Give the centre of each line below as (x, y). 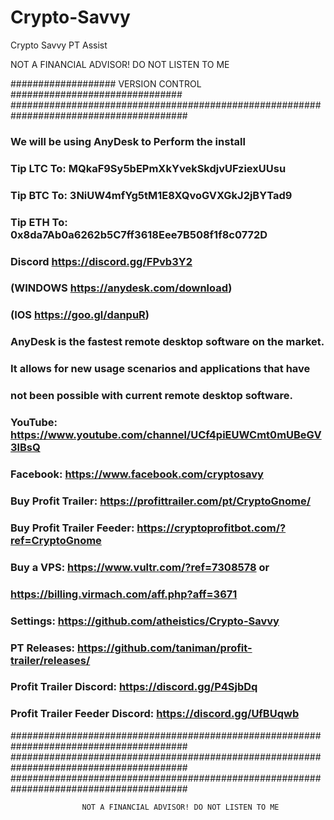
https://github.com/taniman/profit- (164, 648)
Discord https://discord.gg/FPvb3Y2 (101, 261)
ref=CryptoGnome (56, 540)
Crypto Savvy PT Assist (59, 45)
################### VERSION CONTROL (106, 83)
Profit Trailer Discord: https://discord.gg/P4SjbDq (134, 687)
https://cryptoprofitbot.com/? (211, 528)
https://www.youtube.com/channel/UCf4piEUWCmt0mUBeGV (166, 435)
